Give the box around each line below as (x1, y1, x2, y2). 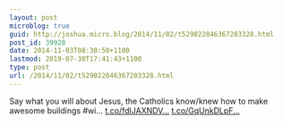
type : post (9, 63, 50, 72)
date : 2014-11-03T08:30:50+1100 (9, 46, 130, 55)
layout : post (9, 12, 58, 22)
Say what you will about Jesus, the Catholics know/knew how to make (9, 96, 269, 106)
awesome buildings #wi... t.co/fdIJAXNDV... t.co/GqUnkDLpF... (9, 104, 240, 116)
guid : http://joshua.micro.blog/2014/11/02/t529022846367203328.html (9, 29, 275, 38)
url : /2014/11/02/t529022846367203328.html (9, 71, 175, 80)
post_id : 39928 (9, 37, 66, 47)
